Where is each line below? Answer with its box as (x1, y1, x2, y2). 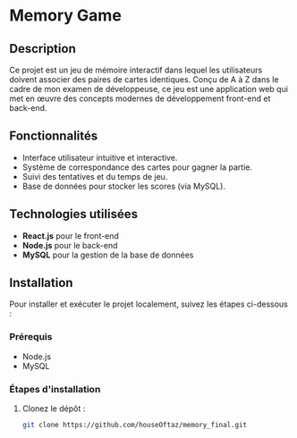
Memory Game (9, 5, 123, 26)
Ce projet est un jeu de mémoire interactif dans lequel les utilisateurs (9, 64, 263, 75)
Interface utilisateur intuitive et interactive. (21, 152, 178, 163)
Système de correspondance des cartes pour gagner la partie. (21, 162, 253, 173)
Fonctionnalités (9, 129, 98, 144)
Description (9, 41, 76, 56)
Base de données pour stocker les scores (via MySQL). (21, 181, 226, 191)
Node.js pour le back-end (21, 240, 118, 250)
